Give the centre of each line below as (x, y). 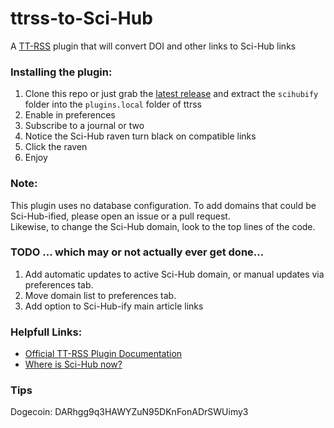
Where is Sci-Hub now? (73, 364)
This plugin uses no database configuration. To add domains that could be (163, 205)
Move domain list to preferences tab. (100, 295)
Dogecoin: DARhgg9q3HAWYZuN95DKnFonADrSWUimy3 (129, 412)
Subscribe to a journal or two (84, 126)
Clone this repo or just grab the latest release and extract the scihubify (171, 94)
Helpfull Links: (46, 332)
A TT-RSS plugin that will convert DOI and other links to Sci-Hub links (153, 46)
